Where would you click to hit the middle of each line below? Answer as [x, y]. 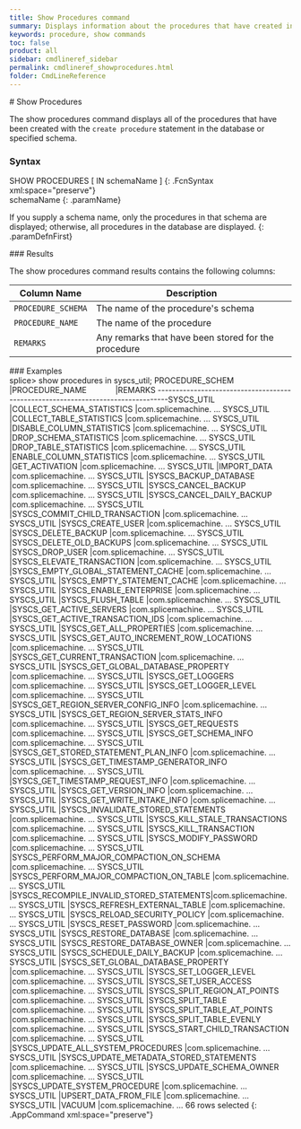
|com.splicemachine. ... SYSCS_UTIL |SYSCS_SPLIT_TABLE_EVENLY [135, 1020]
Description [192, 293]
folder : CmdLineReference [57, 76]
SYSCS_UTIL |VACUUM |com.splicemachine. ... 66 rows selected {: [133, 1106]
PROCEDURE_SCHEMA [51, 309]
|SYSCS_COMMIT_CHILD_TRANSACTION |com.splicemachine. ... [129, 514]
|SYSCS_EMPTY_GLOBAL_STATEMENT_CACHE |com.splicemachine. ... [140, 572]
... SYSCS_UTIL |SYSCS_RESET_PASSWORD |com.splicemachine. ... [135, 924]
